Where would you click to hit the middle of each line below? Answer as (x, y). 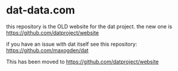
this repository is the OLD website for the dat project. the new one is (89, 26)
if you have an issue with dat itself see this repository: (72, 44)
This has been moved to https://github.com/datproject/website (82, 62)
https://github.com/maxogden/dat (47, 50)
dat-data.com (41, 10)
